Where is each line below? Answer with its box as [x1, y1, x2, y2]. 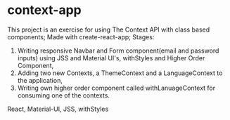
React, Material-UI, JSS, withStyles [7, 105, 109, 113]
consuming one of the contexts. [17, 91, 110, 100]
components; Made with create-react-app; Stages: [7, 32, 155, 41]
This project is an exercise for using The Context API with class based [7, 25, 210, 34]
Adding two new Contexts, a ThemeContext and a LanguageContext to [17, 69, 223, 77]
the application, [17, 76, 63, 84]
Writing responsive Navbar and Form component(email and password [17, 46, 219, 55]
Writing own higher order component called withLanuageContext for [17, 84, 216, 92]
